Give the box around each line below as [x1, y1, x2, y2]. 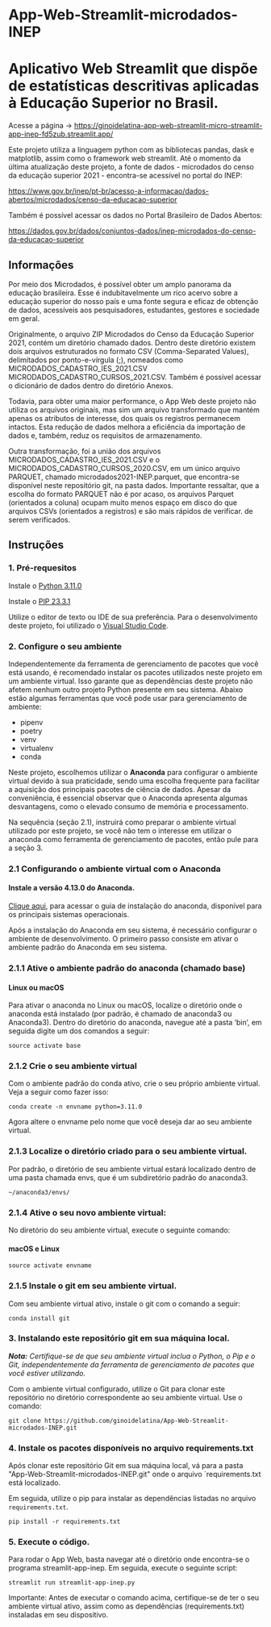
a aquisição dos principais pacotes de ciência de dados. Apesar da [8, 784, 231, 794]
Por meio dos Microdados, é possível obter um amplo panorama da [8, 279, 232, 289]
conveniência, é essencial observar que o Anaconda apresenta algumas [8, 793, 248, 803]
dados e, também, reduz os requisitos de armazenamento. [8, 430, 202, 440]
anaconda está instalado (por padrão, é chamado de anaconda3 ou [8, 1009, 232, 1019]
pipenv [19, 717, 44, 727]
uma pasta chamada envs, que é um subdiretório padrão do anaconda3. [8, 1172, 248, 1183]
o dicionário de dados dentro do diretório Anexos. [8, 381, 173, 390]
